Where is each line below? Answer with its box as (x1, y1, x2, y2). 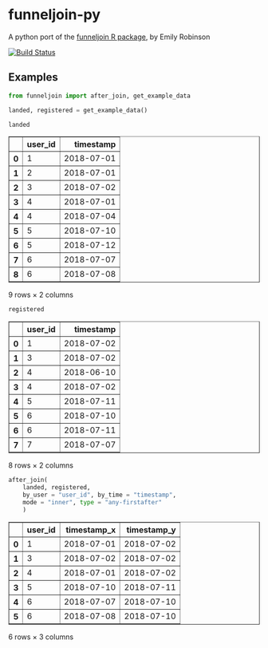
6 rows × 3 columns (8, 632, 74, 642)
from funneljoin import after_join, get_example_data (8, 92, 191, 100)
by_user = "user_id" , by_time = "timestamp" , (22, 491, 177, 499)
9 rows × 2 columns (8, 290, 74, 300)
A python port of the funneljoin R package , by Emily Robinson (8, 32, 211, 41)
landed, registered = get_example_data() (8, 106, 148, 114)
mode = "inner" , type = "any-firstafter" (22, 498, 162, 506)
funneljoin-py (8, 6, 101, 24)
